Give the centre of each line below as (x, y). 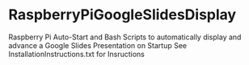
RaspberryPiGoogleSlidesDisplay (122, 15)
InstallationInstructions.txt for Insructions (77, 54)
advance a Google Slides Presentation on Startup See (98, 45)
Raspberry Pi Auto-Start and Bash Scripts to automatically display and (125, 37)
